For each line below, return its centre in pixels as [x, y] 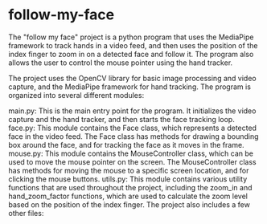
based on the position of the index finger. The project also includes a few [129, 204]
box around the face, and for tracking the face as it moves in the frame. [126, 145]
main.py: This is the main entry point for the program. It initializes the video [132, 111]
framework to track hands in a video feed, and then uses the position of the [133, 45]
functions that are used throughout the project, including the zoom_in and [130, 187]
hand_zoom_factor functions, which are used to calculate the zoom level [128, 196]
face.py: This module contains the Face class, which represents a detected [133, 128]
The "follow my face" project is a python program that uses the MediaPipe [131, 37]
